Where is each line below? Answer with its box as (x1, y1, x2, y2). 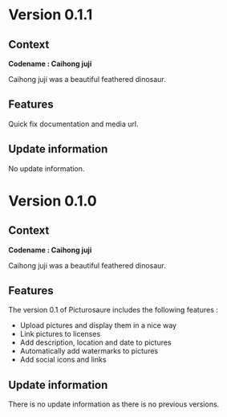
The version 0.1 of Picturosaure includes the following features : (8, 305, 218, 315)
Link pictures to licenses (19, 329, 101, 339)
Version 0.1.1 (8, 6, 93, 24)
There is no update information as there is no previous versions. (8, 399, 220, 409)
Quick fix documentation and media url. (8, 119, 139, 129)
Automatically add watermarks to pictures (19, 346, 159, 356)
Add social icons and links (19, 355, 107, 365)
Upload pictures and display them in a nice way (19, 321, 177, 330)
